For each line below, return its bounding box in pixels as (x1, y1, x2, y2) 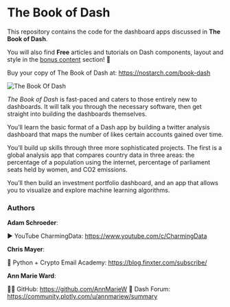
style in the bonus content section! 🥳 (7, 55, 111, 63)
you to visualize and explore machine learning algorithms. (7, 186, 170, 194)
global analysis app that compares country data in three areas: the (7, 151, 195, 159)
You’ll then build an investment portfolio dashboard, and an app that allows (7, 178, 218, 186)
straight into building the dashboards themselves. (7, 110, 148, 118)
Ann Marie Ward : (7, 272, 56, 280)
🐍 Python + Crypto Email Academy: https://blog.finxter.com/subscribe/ (7, 258, 207, 267)
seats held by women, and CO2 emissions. (7, 165, 128, 173)
